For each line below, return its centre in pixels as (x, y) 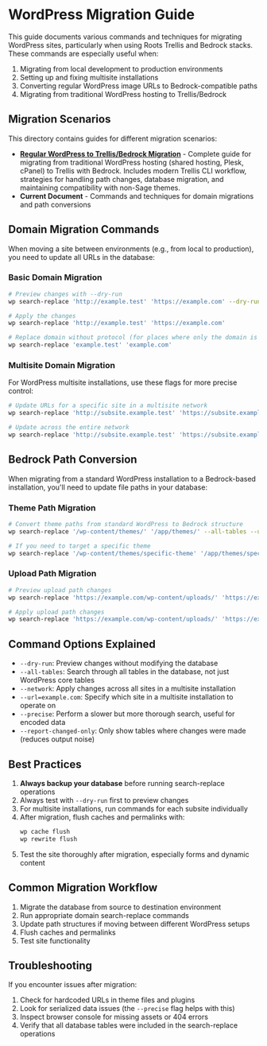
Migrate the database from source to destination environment (120, 907)
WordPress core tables (57, 680)
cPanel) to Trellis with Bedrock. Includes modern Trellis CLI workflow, (133, 170)
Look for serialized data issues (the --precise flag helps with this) (128, 1009)
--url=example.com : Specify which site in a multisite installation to (126, 697)
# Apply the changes (43, 316)
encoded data (43, 723)
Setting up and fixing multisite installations (89, 77)
